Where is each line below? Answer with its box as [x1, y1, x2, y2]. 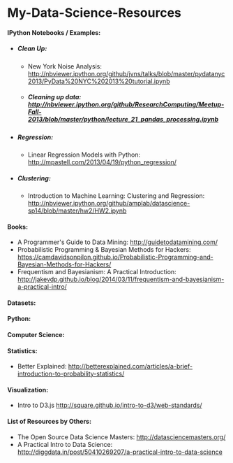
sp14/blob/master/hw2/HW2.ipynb [27, 206, 127, 215]
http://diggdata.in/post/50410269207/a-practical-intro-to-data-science [17, 448, 223, 456]
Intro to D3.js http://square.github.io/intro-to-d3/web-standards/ [17, 401, 202, 410]
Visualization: [7, 385, 49, 394]
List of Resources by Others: [7, 418, 92, 426]
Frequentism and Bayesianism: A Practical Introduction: [17, 268, 176, 276]
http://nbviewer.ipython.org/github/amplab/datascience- [27, 199, 190, 208]
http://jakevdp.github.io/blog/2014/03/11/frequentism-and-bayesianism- [17, 275, 225, 284]
